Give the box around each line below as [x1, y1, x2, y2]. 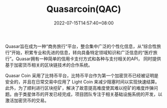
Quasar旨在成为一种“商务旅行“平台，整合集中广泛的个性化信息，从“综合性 [5, 43, 157, 49]
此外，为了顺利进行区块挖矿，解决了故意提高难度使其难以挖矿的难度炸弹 [5, 85, 154, 91]
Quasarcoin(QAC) [46, 3, 121, 15]
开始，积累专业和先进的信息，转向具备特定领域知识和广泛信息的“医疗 [11, 49, 154, 55]
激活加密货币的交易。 [5, 97, 49, 103]
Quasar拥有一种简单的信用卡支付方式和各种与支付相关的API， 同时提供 [15, 56, 161, 62]
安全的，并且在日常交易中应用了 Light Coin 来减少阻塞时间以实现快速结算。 [5, 79, 160, 85]
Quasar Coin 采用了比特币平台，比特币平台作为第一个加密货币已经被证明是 [5, 72, 159, 78]
